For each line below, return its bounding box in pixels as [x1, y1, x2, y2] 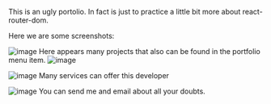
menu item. [8, 56, 46, 64]
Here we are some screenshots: [8, 31, 115, 40]
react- [242, 7, 263, 16]
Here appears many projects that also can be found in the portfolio [39, 47, 260, 56]
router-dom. [8, 15, 49, 25]
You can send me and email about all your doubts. [39, 86, 206, 96]
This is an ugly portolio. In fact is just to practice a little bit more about [8, 7, 241, 16]
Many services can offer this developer [39, 71, 170, 80]
